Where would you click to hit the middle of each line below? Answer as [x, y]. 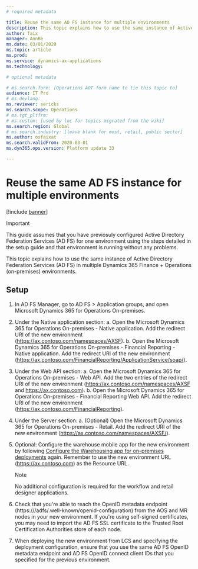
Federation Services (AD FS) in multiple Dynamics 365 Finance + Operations [99, 265]
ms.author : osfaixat [32, 137]
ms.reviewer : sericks [33, 104]
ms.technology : [25, 66]
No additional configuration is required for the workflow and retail [94, 486]
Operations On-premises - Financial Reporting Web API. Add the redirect [103, 396]
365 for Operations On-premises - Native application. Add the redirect [100, 328]
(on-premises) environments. [42, 271]
